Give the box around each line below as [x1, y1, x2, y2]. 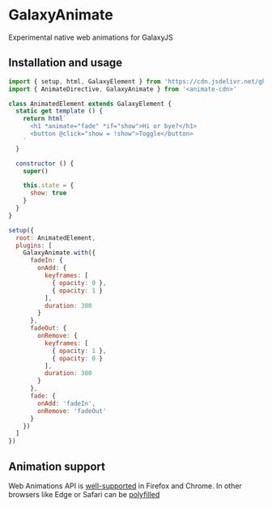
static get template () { [15, 107, 104, 115]
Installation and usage [8, 56, 123, 70]
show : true [29, 189, 67, 198]
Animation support [8, 459, 105, 473]
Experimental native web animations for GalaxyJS [8, 32, 173, 42]
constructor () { [15, 160, 74, 168]
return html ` [23, 115, 67, 123]
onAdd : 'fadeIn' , [37, 399, 96, 407]
